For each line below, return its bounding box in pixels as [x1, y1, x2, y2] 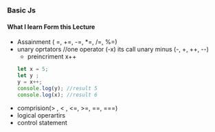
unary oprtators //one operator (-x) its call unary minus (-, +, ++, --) [16, 45, 210, 54]
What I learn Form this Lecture [7, 23, 95, 31]
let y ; [16, 72, 39, 79]
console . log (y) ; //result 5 [16, 85, 98, 91]
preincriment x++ [27, 52, 77, 60]
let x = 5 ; [16, 66, 49, 73]
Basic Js [7, 5, 36, 15]
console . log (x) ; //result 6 [16, 91, 98, 98]
